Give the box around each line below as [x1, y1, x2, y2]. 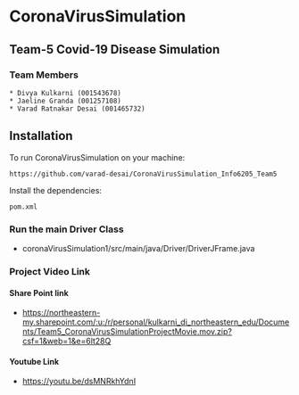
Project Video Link [9, 265, 91, 277]
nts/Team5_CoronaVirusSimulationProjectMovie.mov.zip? [21, 326, 232, 337]
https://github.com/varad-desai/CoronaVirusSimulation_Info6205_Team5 [9, 169, 278, 178]
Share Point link [9, 287, 69, 298]
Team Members [9, 69, 79, 81]
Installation [9, 128, 73, 144]
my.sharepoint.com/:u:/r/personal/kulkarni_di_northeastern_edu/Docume [21, 317, 290, 327]
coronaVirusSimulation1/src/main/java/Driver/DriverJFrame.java [21, 243, 255, 253]
